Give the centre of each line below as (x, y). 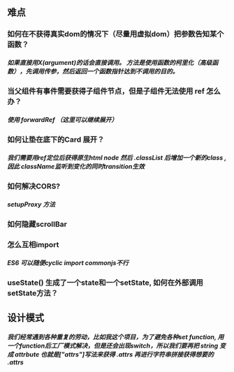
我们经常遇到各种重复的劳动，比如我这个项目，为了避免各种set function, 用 (116, 337)
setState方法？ (32, 293)
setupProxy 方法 (31, 204)
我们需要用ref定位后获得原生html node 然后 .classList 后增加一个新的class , (117, 157)
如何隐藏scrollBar (37, 224)
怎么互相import (33, 245)
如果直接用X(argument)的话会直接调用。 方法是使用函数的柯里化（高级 (110, 62)
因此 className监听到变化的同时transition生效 (76, 166)
